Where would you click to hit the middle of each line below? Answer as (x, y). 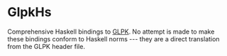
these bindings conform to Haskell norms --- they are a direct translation (113, 38)
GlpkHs (29, 12)
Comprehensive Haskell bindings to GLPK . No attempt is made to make (111, 31)
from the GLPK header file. (46, 46)
